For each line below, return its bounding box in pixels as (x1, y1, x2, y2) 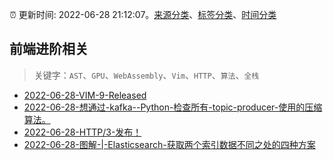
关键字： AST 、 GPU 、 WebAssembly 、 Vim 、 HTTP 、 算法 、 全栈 (33, 69, 260, 81)
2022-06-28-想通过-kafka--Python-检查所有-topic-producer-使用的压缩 (23, 101, 323, 113)
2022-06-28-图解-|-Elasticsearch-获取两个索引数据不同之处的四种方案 (23, 138, 316, 150)
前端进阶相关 (9, 41, 89, 58)
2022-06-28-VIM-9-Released (23, 89, 147, 101)
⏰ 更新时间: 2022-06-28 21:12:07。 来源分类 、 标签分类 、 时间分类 (9, 9, 277, 20)
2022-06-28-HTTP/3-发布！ (23, 126, 142, 138)
